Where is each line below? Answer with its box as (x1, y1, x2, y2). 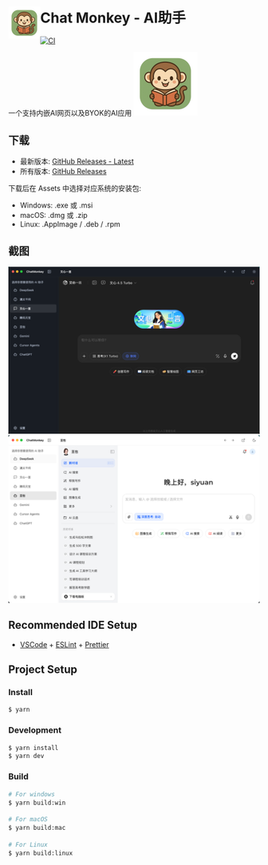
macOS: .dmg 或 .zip (19, 210, 88, 219)
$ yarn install (8, 744, 59, 752)
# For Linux (8, 840, 48, 848)
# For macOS (8, 816, 48, 824)
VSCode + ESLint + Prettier (19, 639, 109, 649)
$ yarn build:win (8, 799, 66, 807)
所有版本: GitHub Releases (19, 166, 107, 176)
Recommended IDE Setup (8, 618, 138, 632)
